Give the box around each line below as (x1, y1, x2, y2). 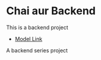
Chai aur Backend (6, 4, 96, 18)
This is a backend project (6, 24, 69, 31)
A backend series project (6, 46, 68, 54)
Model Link (14, 35, 43, 42)
